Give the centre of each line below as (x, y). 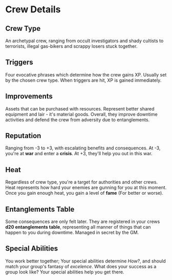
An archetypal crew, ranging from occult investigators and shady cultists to (84, 41)
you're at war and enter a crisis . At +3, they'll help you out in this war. (79, 154)
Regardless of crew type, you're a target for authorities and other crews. (81, 182)
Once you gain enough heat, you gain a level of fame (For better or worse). (84, 193)
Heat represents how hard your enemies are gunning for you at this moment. (86, 188)
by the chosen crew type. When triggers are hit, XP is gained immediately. (83, 80)
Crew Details (33, 10)
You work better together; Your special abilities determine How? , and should (85, 261)
